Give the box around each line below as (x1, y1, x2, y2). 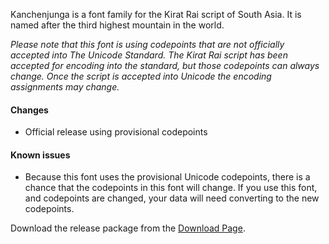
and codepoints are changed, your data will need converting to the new (24, 192, 320, 204)
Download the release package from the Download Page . (10, 222, 246, 234)
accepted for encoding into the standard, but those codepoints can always (10, 60, 320, 71)
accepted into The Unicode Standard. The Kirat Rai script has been (10, 49, 288, 61)
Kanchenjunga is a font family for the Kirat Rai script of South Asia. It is (10, 9, 302, 20)
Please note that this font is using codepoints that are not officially (10, 39, 285, 50)
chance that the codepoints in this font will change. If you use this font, (24, 182, 318, 194)
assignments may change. (10, 81, 120, 93)
